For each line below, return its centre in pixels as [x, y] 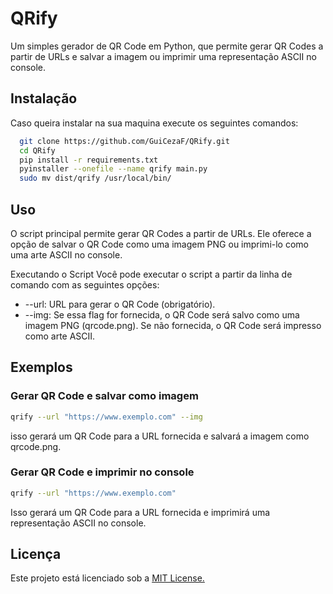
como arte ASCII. [60, 336]
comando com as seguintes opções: [85, 284]
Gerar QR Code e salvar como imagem [104, 396]
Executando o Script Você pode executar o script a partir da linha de [151, 274]
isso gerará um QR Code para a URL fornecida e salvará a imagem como [160, 436]
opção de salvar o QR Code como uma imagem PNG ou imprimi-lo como [159, 244]
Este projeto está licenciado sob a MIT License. [107, 578]
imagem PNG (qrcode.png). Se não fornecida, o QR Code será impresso [173, 325]
